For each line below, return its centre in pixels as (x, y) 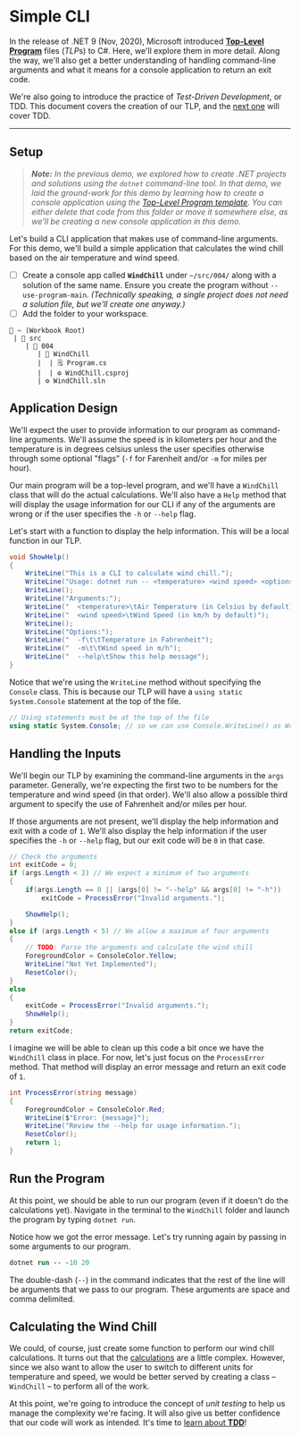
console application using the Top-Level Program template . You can (157, 202)
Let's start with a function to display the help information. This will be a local (149, 531)
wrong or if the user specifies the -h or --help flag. (103, 514)
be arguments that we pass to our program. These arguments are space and (150, 1289)
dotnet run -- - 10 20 (50, 1262)
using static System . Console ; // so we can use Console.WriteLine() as (145, 726)
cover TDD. (30, 115)
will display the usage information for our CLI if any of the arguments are (142, 504)
